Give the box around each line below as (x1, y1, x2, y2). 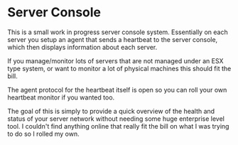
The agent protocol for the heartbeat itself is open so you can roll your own (7, 85, 227, 94)
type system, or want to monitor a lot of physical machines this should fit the (7, 64, 232, 72)
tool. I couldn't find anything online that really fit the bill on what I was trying (7, 122, 229, 130)
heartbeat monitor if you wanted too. (7, 93, 115, 102)
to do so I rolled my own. (7, 129, 80, 138)
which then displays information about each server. (7, 43, 158, 51)
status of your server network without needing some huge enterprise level (7, 114, 225, 123)
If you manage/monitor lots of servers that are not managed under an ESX (7, 56, 224, 65)
